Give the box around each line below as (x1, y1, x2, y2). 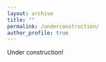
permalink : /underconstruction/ (7, 23, 99, 30)
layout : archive (7, 10, 53, 17)
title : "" (7, 17, 36, 23)
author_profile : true (7, 29, 69, 37)
